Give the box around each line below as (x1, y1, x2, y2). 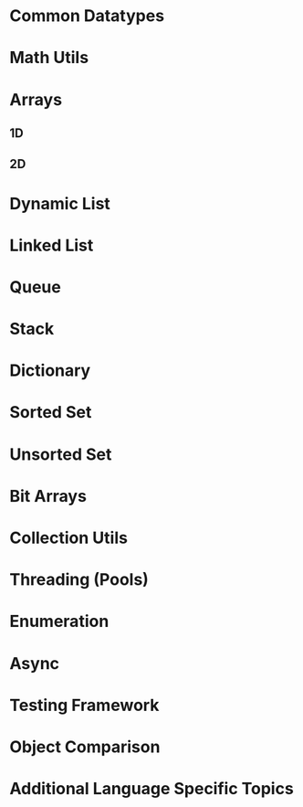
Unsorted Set (9, 444, 112, 464)
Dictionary (9, 360, 91, 381)
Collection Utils (9, 527, 128, 548)
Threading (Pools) (9, 569, 149, 590)
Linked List (9, 235, 94, 256)
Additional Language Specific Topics (9, 779, 294, 800)
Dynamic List (9, 193, 111, 214)
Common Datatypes (9, 5, 165, 27)
